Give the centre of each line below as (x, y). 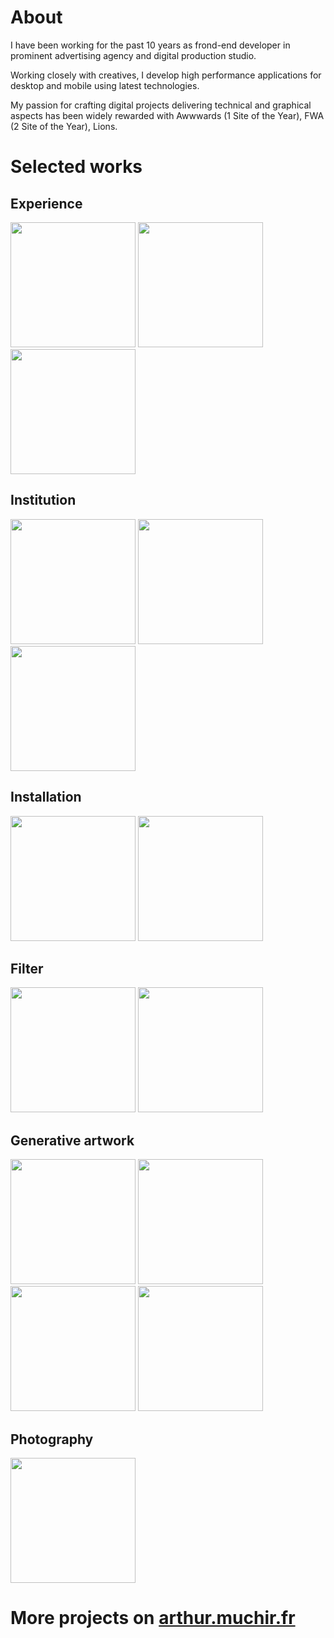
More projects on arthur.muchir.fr (153, 1618)
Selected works (76, 167)
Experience (46, 203)
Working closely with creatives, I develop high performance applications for (166, 75)
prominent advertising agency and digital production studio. (133, 55)
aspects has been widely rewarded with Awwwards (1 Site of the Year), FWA (167, 115)
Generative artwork (72, 1140)
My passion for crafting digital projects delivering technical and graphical (161, 105)
